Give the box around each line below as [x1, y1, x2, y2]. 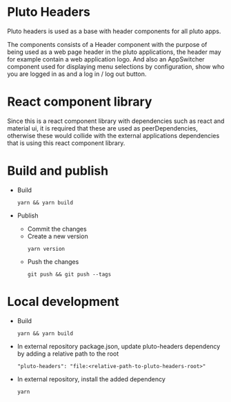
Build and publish [7, 163, 109, 179]
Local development [7, 294, 119, 309]
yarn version [27, 245, 66, 252]
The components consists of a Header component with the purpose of [7, 40, 208, 48]
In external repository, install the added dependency [17, 374, 165, 383]
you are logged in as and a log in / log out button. [7, 70, 147, 78]
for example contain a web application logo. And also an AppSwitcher [7, 55, 205, 63]
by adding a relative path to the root [17, 350, 119, 358]
